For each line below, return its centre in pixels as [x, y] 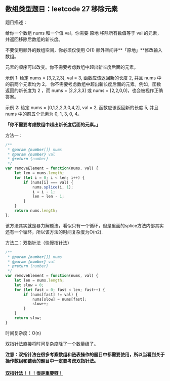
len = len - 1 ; [48, 197]
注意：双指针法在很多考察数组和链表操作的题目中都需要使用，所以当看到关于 [85, 354]
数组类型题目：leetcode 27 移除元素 [61, 9]
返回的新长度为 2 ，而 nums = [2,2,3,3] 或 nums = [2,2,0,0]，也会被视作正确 [84, 90]
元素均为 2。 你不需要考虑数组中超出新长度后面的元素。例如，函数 [92, 84]
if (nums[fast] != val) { [51, 295]
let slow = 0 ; [29, 285]
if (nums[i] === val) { [48, 182]
